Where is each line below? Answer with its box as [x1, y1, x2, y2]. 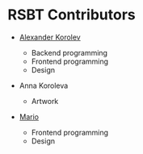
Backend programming [31, 48, 108, 57]
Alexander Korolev [19, 32, 82, 42]
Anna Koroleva [19, 81, 69, 90]
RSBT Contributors [7, 6, 136, 24]
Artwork [31, 96, 59, 106]
